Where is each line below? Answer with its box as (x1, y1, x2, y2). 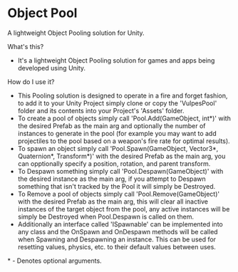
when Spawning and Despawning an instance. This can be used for (17, 235, 216, 244)
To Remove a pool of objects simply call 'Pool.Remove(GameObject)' (17, 189, 219, 198)
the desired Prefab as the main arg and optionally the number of (17, 121, 206, 130)
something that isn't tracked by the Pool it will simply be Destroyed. (17, 182, 216, 190)
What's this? (7, 42, 44, 51)
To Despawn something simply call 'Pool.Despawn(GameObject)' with (17, 167, 224, 175)
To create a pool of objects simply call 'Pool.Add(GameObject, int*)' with (17, 114, 232, 122)
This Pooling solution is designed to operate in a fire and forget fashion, (17, 91, 228, 100)
